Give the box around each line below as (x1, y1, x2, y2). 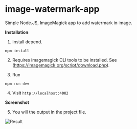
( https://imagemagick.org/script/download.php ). (12, 62, 110, 68)
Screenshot (5, 99, 29, 105)
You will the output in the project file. (12, 109, 87, 115)
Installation (5, 29, 28, 35)
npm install (5, 48, 29, 53)
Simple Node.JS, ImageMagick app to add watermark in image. (5, 20, 133, 26)
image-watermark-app (5, 3, 100, 15)
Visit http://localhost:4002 (12, 90, 68, 96)
